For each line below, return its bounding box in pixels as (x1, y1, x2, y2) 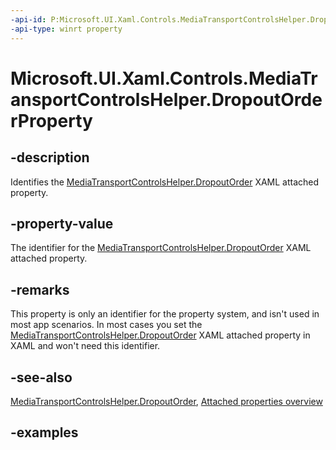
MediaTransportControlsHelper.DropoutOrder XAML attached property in (10, 329, 311, 341)
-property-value (10, 215, 114, 232)
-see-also (10, 369, 73, 386)
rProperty (10, 109, 93, 132)
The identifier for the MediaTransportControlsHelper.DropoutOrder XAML (10, 242, 312, 254)
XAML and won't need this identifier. (10, 340, 161, 352)
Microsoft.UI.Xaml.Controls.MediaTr (10, 67, 318, 90)
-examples (10, 424, 79, 441)
